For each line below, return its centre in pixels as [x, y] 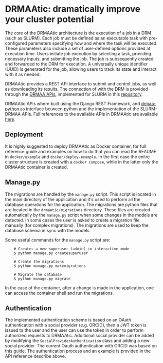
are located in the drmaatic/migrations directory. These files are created [78, 210]
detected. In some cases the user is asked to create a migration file [72, 220]
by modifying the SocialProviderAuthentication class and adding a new [77, 341]
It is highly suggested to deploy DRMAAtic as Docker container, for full [76, 146]
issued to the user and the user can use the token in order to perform [74, 330]
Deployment [24, 134]
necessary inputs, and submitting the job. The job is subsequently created [79, 59]
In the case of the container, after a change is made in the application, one [80, 288]
